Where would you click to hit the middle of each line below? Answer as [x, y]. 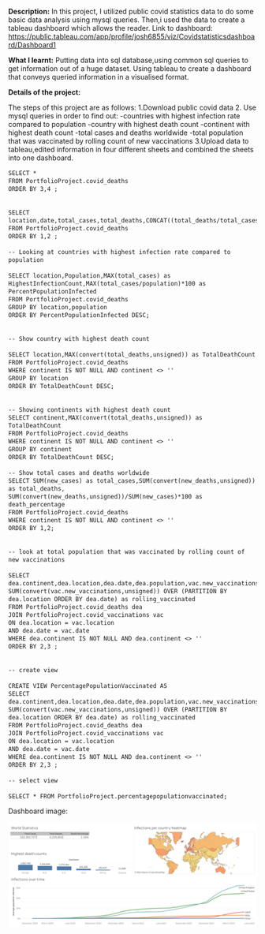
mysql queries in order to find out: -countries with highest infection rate [124, 116]
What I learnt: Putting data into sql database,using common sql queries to [128, 60]
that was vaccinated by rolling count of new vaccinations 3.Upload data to [129, 141]
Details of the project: [45, 92]
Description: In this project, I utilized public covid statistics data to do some [131, 11]
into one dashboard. [41, 158]
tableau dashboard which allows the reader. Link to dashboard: [110, 28]
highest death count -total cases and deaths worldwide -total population [126, 133]
